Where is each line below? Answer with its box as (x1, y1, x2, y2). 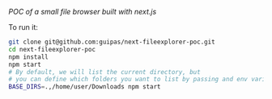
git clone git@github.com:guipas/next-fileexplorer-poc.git (8, 38, 216, 46)
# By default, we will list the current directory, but (8, 68, 201, 76)
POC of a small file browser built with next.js (8, 7, 157, 16)
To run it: (8, 23, 39, 31)
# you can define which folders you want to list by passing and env (8, 76, 249, 84)
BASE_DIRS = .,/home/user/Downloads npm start (8, 83, 161, 91)
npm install (8, 52, 49, 61)
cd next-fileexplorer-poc (8, 45, 96, 53)
